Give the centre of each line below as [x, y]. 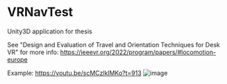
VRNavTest [40, 12]
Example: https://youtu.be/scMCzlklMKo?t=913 [75, 73]
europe [17, 59]
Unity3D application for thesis [50, 31]
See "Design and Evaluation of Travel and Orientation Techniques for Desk [113, 44]
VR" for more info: [33, 52]
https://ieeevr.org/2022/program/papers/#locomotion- [138, 52]
